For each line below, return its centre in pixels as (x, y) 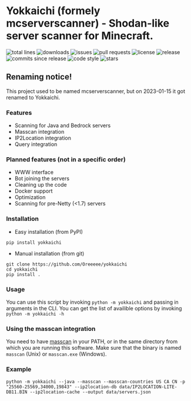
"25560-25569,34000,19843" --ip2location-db (61, 387)
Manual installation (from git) (49, 253)
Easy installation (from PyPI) (49, 231)
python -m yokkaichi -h (35, 314)
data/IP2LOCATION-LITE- (148, 387)
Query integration (36, 144)
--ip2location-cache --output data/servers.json (90, 392)
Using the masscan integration (51, 329)
